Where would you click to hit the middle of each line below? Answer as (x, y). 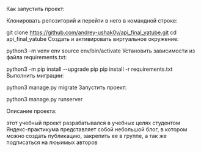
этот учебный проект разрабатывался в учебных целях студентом (93, 123)
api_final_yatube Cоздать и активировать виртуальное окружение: (93, 39)
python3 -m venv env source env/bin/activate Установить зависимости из (101, 51)
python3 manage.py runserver (45, 99)
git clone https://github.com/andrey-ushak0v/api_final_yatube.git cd (92, 32)
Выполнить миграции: (35, 75)
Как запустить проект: (36, 9)
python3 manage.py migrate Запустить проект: (67, 87)
